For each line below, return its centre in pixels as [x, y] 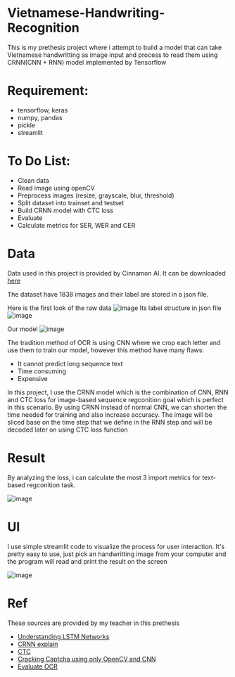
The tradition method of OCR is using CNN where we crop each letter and [114, 342]
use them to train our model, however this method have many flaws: [106, 350]
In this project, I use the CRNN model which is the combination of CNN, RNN [118, 392]
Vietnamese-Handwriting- [86, 13]
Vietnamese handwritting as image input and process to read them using [113, 55]
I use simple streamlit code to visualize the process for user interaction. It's [116, 546]
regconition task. [51, 485]
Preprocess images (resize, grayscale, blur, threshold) [96, 195]
